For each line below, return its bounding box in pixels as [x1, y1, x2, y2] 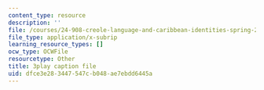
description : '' [8, 19, 61, 27]
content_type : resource [8, 11, 86, 20]
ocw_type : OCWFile [8, 48, 68, 56]
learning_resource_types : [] [8, 41, 104, 49]
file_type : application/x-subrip [8, 33, 118, 41]
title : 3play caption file [8, 63, 97, 70]
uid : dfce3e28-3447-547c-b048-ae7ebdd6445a [8, 70, 153, 77]
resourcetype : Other [8, 56, 76, 63]
